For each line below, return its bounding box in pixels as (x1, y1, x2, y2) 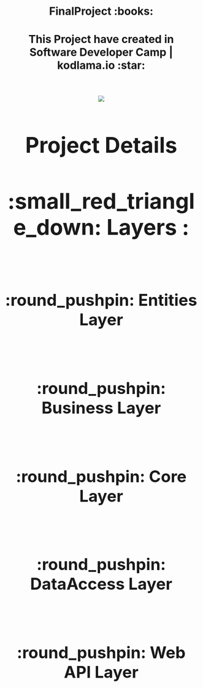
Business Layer (41, 398, 161, 418)
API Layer (63, 662, 139, 682)
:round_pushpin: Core (15, 466, 187, 486)
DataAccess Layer (29, 574, 173, 594)
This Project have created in (28, 33, 174, 47)
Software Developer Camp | (29, 45, 174, 60)
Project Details (25, 131, 178, 158)
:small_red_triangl (7, 188, 196, 215)
